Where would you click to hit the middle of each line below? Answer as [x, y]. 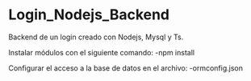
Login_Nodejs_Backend [89, 15]
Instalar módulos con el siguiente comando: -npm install [102, 52]
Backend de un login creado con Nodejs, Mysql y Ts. [96, 37]
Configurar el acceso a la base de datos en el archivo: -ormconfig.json [126, 68]
